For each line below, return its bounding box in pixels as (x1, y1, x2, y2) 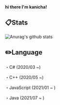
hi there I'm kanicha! (5, 4, 47, 10)
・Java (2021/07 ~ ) (5, 95, 45, 101)
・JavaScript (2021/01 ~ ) (5, 84, 56, 91)
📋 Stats (5, 19, 28, 27)
